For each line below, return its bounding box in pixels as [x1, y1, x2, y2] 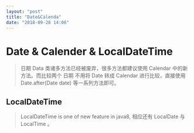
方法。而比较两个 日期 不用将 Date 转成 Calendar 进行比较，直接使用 [20, 72, 186, 79]
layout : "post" [6, 8, 43, 15]
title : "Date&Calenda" [6, 14, 62, 20]
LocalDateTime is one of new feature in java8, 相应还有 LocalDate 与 [20, 113, 186, 120]
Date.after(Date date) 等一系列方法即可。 [20, 80, 120, 87]
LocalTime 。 [20, 121, 53, 128]
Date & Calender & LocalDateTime [6, 45, 173, 58]
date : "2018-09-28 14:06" [6, 19, 69, 25]
